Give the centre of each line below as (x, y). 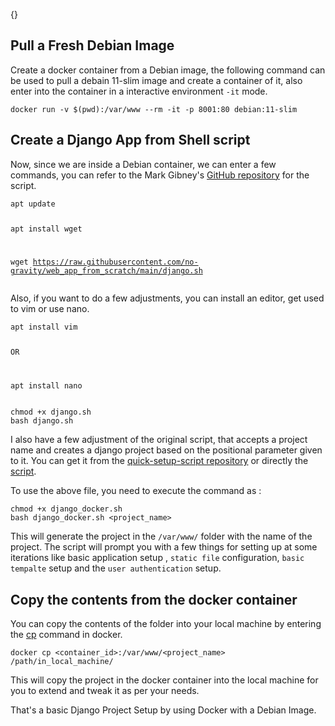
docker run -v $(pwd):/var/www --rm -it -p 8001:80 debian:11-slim (154, 109)
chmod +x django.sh (51, 412)
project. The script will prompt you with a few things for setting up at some (164, 547)
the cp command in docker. (66, 634)
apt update (33, 204)
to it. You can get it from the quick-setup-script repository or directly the (159, 461)
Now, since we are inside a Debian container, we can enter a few (143, 164)
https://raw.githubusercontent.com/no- (115, 262)
